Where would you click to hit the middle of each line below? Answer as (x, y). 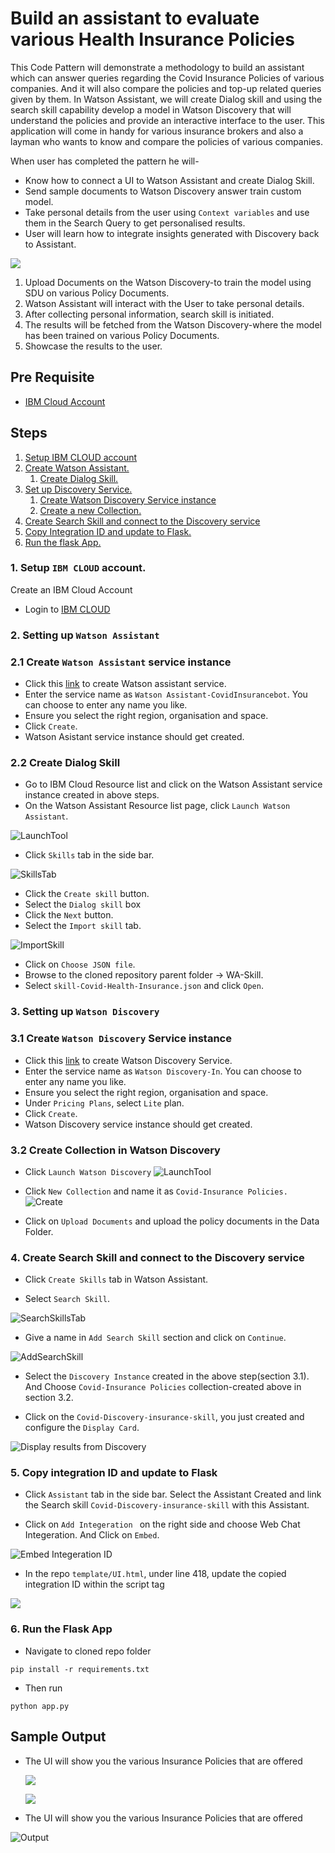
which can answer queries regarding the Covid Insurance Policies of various (167, 78)
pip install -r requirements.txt (80, 1669)
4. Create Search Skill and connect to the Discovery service (157, 1257)
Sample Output (58, 1737)
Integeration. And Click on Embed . (92, 1535)
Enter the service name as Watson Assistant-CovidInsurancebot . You (166, 694)
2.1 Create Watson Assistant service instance (121, 662)
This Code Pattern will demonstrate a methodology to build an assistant (157, 67)
